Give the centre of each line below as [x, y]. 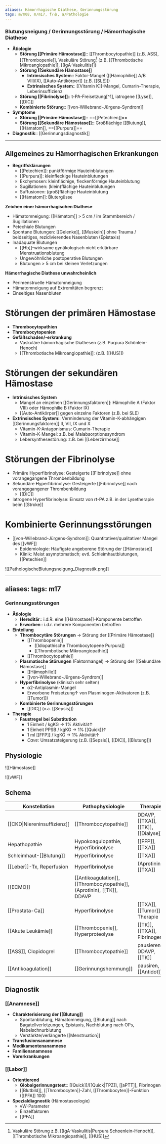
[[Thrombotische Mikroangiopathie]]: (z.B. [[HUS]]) [72, 353]
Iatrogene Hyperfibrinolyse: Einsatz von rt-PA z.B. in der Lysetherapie [83, 500]
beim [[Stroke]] [28, 504]
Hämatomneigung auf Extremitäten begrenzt [58, 288]
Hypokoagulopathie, [98, 841]
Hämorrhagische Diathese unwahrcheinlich [51, 273]
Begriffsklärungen [31, 166]
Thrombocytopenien [34, 332]
